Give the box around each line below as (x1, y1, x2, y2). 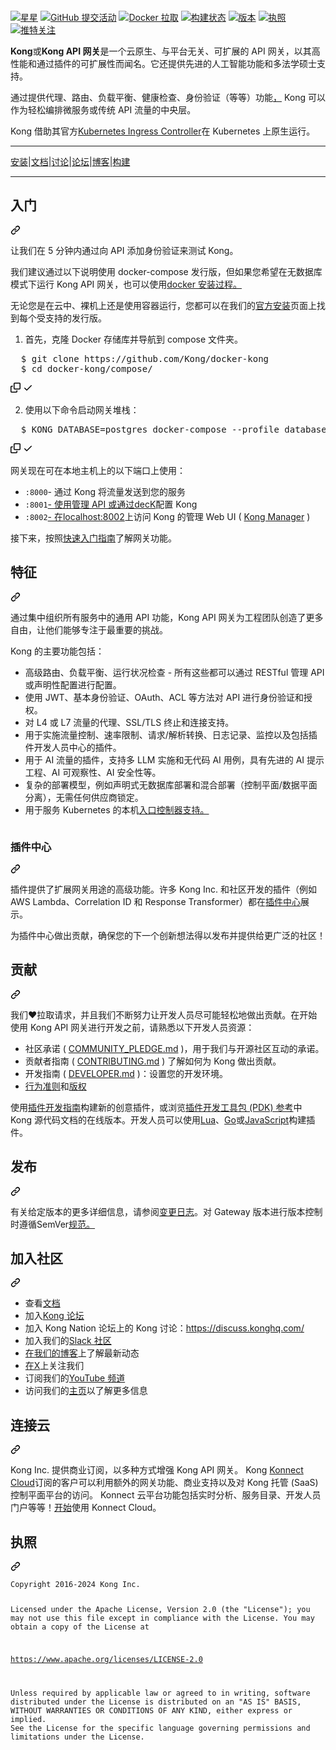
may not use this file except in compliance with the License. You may (10, 1613, 315, 1623)
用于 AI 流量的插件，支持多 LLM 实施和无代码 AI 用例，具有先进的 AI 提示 (24, 753, 325, 766)
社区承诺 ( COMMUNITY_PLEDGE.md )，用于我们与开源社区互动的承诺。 (24, 1042, 325, 1054)
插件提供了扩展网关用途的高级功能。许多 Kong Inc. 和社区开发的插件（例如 (10, 883, 317, 895)
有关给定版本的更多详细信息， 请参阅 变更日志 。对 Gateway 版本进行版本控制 (10, 1205, 323, 1217)
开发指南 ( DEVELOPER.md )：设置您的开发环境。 (24, 1067, 228, 1079)
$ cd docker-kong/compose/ (20, 363, 153, 374)
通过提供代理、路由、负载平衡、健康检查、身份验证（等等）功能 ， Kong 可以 (10, 92, 326, 103)
